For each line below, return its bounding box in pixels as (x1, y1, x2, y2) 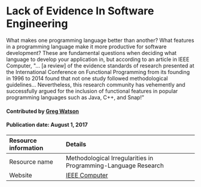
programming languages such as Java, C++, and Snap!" (6, 94, 145, 101)
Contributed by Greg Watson (6, 108, 80, 115)
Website (9, 171, 32, 179)
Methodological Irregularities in (65, 154, 154, 162)
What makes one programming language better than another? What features (6, 36, 194, 44)
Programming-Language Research (65, 161, 165, 170)
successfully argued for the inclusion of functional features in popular (6, 87, 178, 94)
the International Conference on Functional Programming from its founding (6, 68, 190, 75)
